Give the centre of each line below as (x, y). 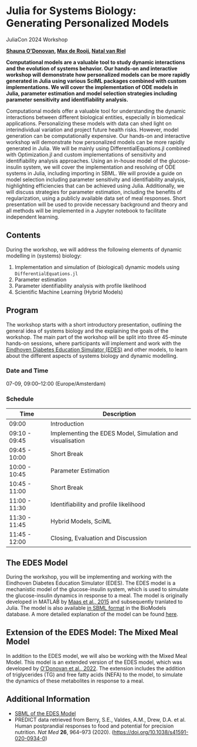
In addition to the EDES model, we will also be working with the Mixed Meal (97, 656)
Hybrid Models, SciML (81, 521)
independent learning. (33, 217)
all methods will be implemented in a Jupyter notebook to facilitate (86, 210)
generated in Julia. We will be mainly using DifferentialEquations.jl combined (98, 148)
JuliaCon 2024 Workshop (37, 39)
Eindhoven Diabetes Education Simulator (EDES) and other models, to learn (97, 349)
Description (119, 414)
